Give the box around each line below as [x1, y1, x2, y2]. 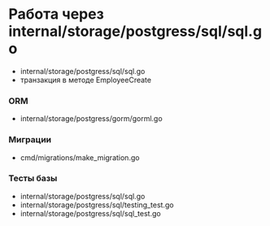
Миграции [8, 134, 52, 146]
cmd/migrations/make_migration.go [20, 152, 140, 163]
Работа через [8, 5, 104, 24]
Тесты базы [8, 172, 58, 184]
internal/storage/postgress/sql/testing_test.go [20, 200, 174, 210]
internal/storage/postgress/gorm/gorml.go [20, 114, 163, 124]
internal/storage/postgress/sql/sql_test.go [20, 208, 161, 218]
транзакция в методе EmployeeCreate [20, 75, 152, 85]
